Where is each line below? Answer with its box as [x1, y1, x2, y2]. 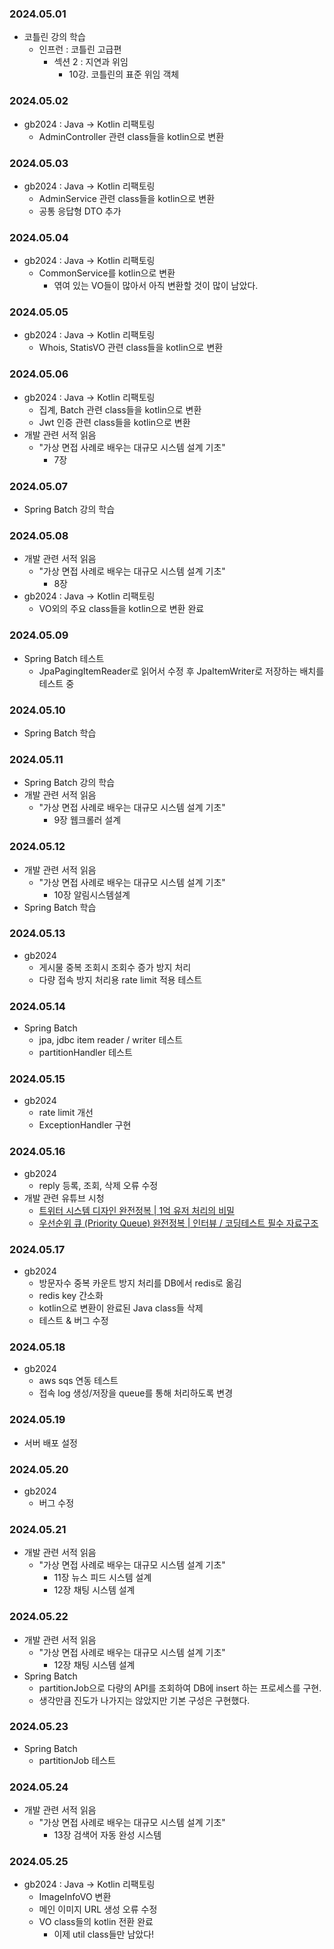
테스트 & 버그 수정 [38, 1315, 109, 1327]
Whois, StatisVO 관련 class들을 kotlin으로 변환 [38, 342, 224, 354]
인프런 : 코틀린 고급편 [38, 43, 122, 56]
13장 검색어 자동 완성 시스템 [53, 1829, 162, 1841]
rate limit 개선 [38, 1107, 94, 1119]
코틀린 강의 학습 [23, 31, 86, 43]
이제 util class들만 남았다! [53, 1928, 155, 1941]
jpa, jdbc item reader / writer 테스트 [38, 1034, 184, 1046]
